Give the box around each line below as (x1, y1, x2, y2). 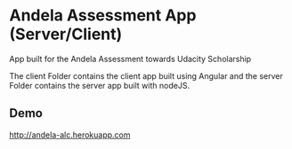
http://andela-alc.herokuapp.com (9, 129, 131, 140)
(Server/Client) (9, 24, 123, 44)
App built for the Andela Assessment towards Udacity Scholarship (9, 53, 252, 64)
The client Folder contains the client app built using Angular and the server (9, 70, 283, 81)
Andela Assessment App (9, 5, 197, 26)
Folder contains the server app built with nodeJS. (9, 80, 190, 90)
